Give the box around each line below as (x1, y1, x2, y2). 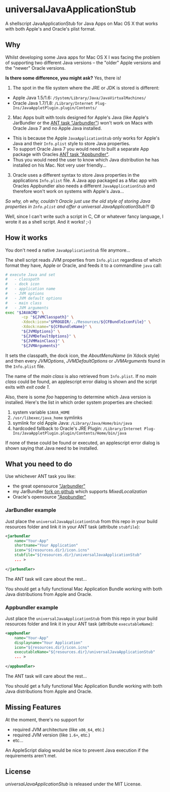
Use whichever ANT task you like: (5, 473, 76, 479)
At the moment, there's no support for (5, 717, 85, 723)
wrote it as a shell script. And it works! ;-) (5, 219, 91, 225)
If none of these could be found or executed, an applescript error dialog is (5, 440, 160, 446)
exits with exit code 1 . (5, 384, 50, 390)
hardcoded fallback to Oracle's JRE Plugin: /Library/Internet (12, 425, 142, 431)
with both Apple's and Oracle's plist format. (5, 25, 96, 32)
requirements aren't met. (5, 752, 57, 758)
